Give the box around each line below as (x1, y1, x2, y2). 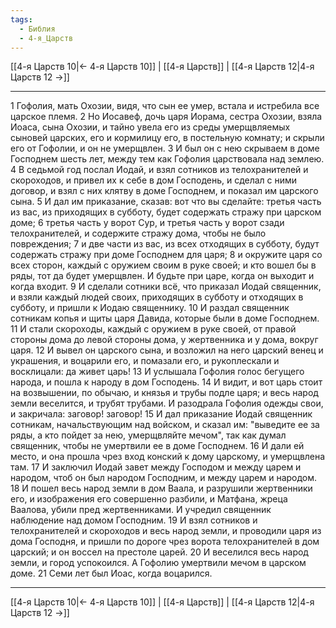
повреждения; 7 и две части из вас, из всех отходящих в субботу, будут (10, 238, 320, 250)
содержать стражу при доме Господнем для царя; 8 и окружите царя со (10, 249, 323, 261)
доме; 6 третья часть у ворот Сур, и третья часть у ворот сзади (10, 217, 285, 229)
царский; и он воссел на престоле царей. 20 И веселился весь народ (10, 546, 309, 558)
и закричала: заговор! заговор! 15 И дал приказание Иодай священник (10, 408, 313, 420)
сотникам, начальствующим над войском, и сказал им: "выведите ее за (10, 419, 320, 431)
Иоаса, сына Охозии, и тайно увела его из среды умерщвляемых (10, 121, 291, 133)
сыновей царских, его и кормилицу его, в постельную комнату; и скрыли (10, 132, 325, 144)
